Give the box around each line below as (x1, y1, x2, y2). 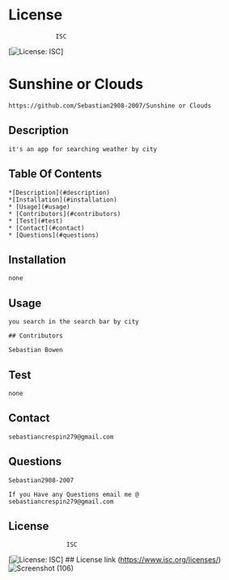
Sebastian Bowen (8, 346, 63, 354)
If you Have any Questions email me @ (8, 490, 139, 498)
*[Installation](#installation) (8, 196, 117, 204)
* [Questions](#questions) (8, 231, 100, 239)
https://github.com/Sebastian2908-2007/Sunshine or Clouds (8, 101, 212, 110)
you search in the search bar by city (8, 318, 139, 326)
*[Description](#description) (8, 188, 111, 197)
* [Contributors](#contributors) (8, 210, 121, 218)
